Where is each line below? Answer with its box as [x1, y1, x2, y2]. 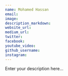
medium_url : [5, 30, 29, 35]
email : [5, 12, 18, 17]
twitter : [5, 35, 23, 39]
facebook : [5, 39, 25, 44]
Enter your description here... [5, 66, 64, 72]
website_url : [5, 25, 32, 30]
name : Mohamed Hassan [5, 7, 49, 12]
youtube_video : [5, 43, 36, 48]
